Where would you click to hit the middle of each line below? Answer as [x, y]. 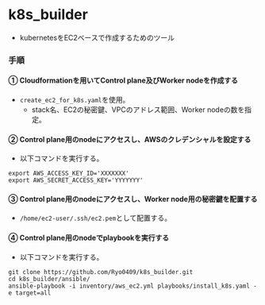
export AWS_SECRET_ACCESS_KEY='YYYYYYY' [76, 180]
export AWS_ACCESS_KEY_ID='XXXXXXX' [69, 174]
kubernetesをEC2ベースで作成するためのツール [97, 37]
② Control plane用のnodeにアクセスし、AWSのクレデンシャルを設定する [130, 139]
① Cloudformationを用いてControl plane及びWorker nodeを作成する [123, 80]
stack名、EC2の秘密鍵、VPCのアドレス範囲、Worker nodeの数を [138, 110]
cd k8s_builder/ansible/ [49, 279]
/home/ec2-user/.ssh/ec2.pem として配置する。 [96, 218]
